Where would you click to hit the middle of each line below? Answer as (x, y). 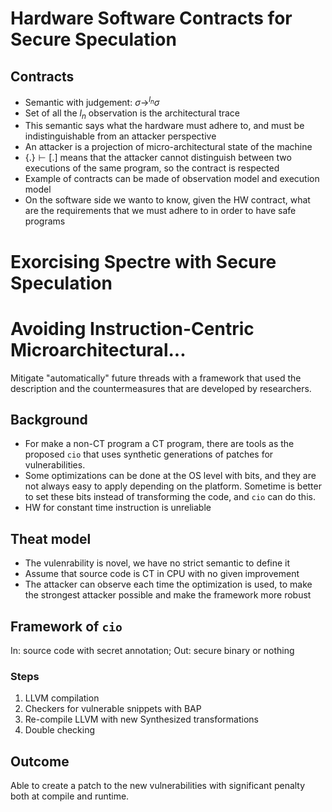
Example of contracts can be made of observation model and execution (172, 179)
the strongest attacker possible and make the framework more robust (168, 595)
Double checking (60, 730)
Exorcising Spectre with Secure (143, 261)
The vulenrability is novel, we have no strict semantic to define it (157, 563)
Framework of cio (66, 626)
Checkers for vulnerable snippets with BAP (113, 709)
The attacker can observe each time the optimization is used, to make (168, 584)
